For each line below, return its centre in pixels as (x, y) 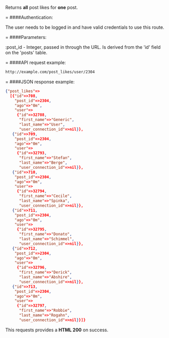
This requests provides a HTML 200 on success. (57, 330)
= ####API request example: (36, 63)
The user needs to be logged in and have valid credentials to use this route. (85, 27)
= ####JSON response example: (40, 82)
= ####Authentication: (29, 17)
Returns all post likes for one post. (42, 7)
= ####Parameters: (26, 37)
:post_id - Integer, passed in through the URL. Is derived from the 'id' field (83, 47)
